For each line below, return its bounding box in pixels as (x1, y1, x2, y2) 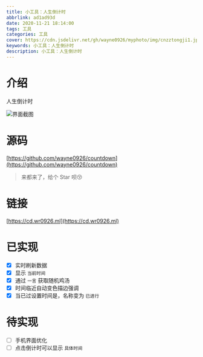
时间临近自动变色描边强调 (14, 284, 79, 292)
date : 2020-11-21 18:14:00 (6, 20, 74, 26)
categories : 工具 (6, 32, 48, 38)
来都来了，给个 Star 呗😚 (21, 173, 83, 181)
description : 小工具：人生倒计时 (6, 48, 83, 55)
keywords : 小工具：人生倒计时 (6, 43, 74, 49)
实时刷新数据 (14, 261, 47, 269)
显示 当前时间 (14, 269, 46, 276)
